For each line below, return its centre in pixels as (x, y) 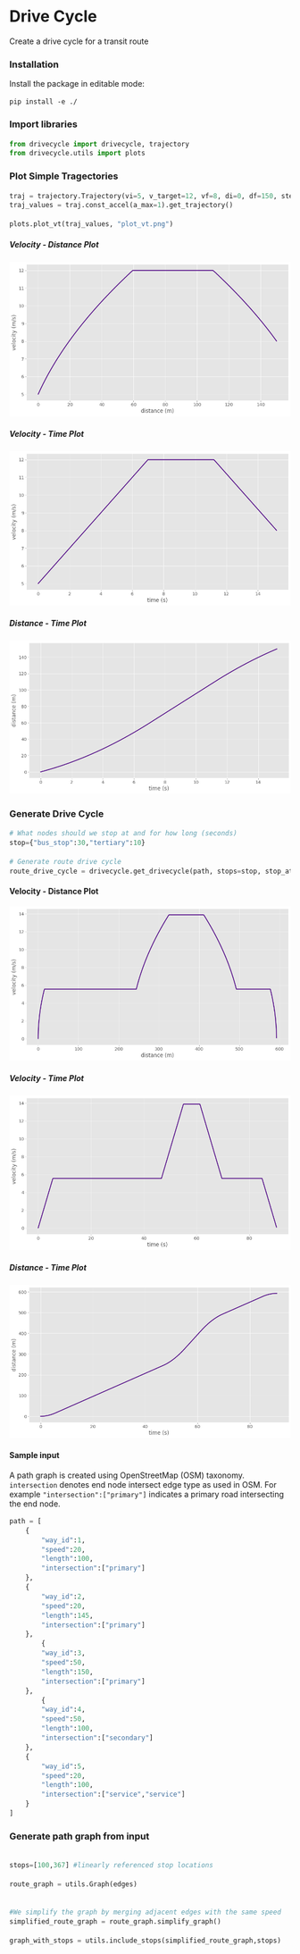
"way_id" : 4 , (64, 1710)
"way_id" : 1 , (64, 1540)
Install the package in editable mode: (77, 84)
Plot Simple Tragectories (64, 176)
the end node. (35, 1504)
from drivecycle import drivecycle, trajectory (100, 144)
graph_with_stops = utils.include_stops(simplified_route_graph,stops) (145, 1941)
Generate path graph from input (79, 1836)
